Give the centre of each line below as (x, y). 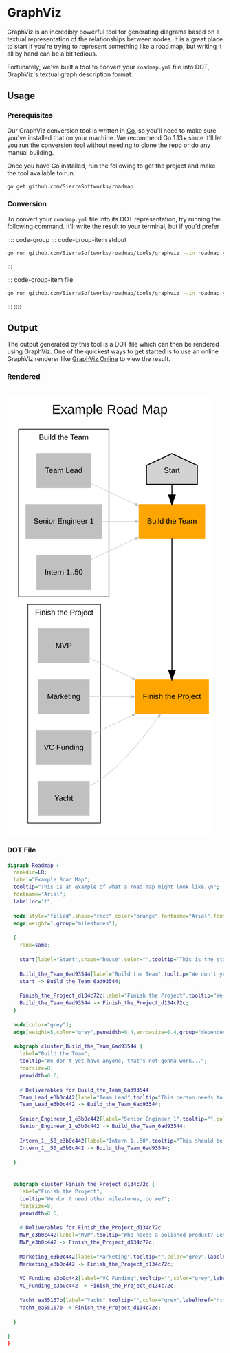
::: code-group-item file (40, 279)
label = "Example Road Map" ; (52, 880)
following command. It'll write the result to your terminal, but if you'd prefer (113, 226)
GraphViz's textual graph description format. (70, 74)
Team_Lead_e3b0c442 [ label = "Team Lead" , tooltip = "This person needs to (121, 1097)
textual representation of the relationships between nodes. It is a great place (115, 38)
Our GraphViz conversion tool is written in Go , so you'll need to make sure (112, 130)
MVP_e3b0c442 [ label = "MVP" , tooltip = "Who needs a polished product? (117, 1235)
